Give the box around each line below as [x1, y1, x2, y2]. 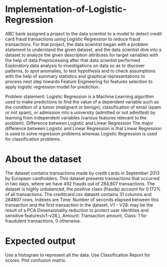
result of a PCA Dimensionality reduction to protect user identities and [5, 207, 149, 213]
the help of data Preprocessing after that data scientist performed [5, 57, 141, 63]
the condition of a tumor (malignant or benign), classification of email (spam [5, 104, 162, 110]
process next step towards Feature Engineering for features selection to [5, 78, 153, 84]
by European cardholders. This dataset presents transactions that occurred [5, 175, 160, 181]
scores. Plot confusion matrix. [5, 257, 67, 263]
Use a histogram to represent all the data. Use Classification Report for [5, 251, 151, 258]
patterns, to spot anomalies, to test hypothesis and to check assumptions [5, 67, 156, 73]
